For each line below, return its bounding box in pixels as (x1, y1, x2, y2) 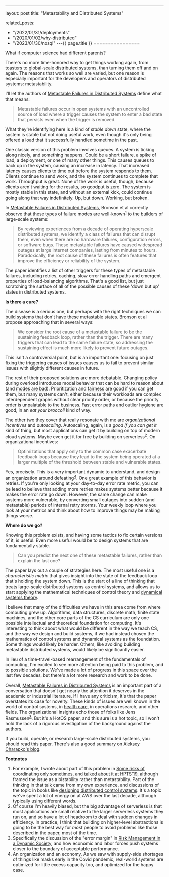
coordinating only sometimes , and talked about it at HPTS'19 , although (12, 771, 158, 777)
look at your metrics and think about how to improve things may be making (5, 507, 160, 513)
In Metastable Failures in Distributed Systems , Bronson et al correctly (5, 205, 148, 210)
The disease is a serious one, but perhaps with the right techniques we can (5, 308, 161, 314)
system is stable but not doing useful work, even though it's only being (5, 132, 152, 137)
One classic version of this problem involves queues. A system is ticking (5, 147, 155, 152)
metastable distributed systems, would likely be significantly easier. (5, 646, 145, 652)
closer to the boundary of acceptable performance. (12, 845, 119, 852)
